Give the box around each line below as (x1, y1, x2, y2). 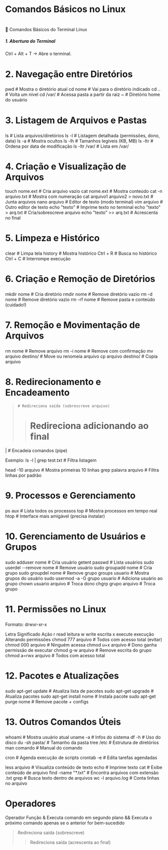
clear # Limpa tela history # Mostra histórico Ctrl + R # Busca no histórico (5, 250, 157, 256)
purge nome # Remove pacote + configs (5, 699, 89, 705)
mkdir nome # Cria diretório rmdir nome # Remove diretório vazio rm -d (5, 291, 153, 297)
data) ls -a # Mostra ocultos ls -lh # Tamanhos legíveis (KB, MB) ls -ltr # (5, 138, 154, 144)
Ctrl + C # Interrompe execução (5, 255, 71, 262)
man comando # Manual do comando (5, 745, 83, 751)
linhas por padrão (5, 472, 42, 478)
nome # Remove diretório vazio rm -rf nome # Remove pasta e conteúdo (5, 296, 155, 302)
